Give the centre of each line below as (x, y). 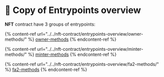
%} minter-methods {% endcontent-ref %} (72, 54)
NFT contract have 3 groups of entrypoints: (50, 24)
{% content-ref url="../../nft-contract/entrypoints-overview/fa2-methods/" (82, 64)
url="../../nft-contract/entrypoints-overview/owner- (90, 34)
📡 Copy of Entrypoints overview (73, 10)
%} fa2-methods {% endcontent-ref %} (46, 69)
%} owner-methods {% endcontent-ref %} (72, 39)
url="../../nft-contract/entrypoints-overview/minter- (90, 49)
